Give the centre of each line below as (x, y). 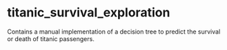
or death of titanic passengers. (51, 38)
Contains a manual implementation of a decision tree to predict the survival (114, 32)
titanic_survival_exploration (89, 13)
